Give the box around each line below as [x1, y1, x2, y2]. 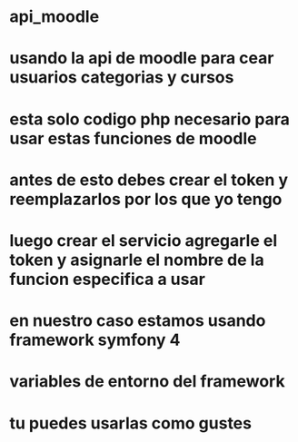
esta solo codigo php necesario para [9, 109, 291, 129]
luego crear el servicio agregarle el [9, 230, 278, 250]
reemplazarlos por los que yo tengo [9, 189, 283, 210]
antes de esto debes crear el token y [9, 170, 289, 190]
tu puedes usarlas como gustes [9, 413, 253, 433]
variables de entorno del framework [9, 371, 285, 392]
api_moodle [9, 6, 100, 27]
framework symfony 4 [9, 329, 181, 350]
